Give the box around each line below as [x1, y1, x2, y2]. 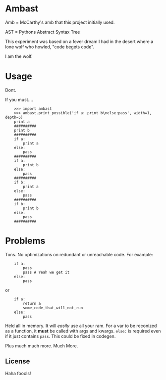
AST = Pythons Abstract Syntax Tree [5, 29, 80, 35]
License [5, 357, 30, 366]
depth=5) [5, 115, 23, 120]
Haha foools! [5, 370, 31, 376]
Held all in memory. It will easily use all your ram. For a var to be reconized [5, 323, 157, 329]
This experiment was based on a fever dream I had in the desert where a [5, 38, 154, 45]
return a [23, 301, 41, 306]
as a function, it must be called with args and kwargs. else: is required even [5, 328, 161, 334]
